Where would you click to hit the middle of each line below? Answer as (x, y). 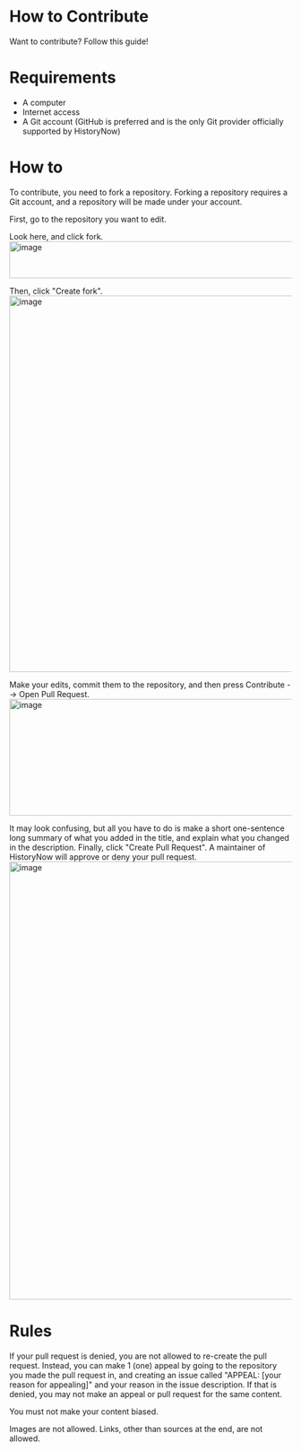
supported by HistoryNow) (71, 131)
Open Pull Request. (54, 694)
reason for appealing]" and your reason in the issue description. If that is (143, 1385)
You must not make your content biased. (84, 1412)
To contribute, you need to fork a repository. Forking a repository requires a (149, 192)
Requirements (63, 78)
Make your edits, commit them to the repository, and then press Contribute (147, 685)
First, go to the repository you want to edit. (88, 219)
